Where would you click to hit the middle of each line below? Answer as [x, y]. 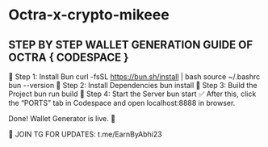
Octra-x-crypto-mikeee [89, 15]
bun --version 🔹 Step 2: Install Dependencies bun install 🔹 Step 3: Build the [133, 85]
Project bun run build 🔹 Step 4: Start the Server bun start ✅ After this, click [132, 94]
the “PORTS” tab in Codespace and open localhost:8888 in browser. [122, 103]
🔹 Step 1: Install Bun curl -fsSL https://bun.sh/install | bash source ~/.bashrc [134, 77]
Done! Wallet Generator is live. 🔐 [62, 118]
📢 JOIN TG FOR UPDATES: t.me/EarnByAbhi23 [86, 134]
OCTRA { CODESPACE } [69, 57]
